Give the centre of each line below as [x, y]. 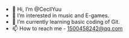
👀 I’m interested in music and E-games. [61, 15]
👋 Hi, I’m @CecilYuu [37, 9]
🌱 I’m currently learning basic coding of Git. [66, 22]
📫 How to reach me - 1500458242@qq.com [67, 28]
